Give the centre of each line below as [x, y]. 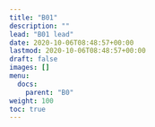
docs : [28, 84]
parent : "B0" [50, 92]
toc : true [28, 109]
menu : [19, 76]
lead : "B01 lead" [42, 34]
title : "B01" [34, 17]
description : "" [39, 26]
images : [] [30, 68]
